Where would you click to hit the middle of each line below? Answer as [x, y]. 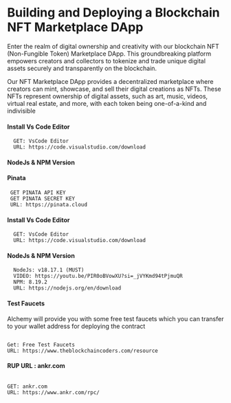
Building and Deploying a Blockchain [113, 13]
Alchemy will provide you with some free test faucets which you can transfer [115, 318]
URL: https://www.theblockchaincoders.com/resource [82, 351]
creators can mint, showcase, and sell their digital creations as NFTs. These [114, 89]
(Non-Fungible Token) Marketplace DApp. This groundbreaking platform [109, 54]
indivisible [21, 111]
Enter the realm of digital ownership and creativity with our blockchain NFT [113, 46]
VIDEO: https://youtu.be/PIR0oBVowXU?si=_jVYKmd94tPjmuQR [98, 276]
